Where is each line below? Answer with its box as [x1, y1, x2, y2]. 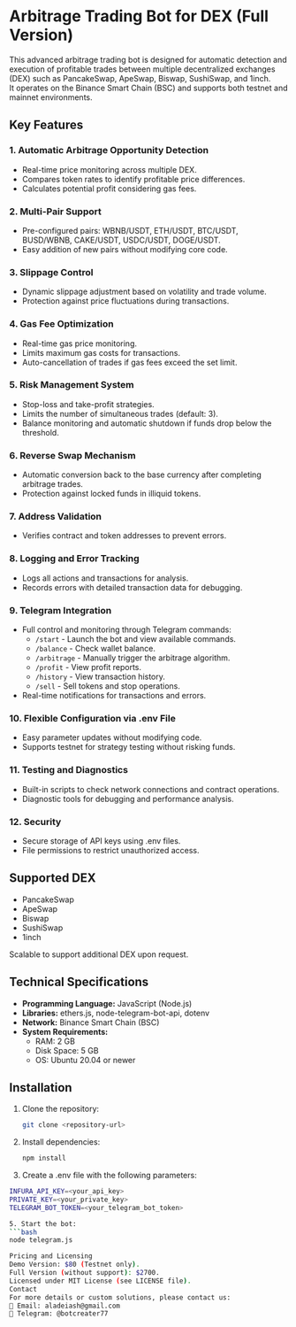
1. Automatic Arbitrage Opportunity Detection [9, 144, 209, 157]
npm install [21, 1153, 66, 1163]
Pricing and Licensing [9, 1252, 93, 1261]
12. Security [9, 815, 62, 828]
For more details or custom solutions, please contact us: [9, 1292, 231, 1302]
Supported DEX [9, 870, 96, 886]
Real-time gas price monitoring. [21, 338, 138, 349]
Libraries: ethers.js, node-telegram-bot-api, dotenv [21, 1007, 210, 1018]
